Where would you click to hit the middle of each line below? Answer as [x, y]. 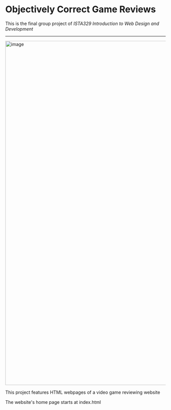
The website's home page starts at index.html [53, 402]
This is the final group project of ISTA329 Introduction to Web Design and [82, 23]
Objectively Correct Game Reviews [81, 9]
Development [19, 29]
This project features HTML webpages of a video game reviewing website [83, 392]
